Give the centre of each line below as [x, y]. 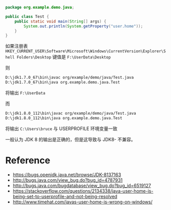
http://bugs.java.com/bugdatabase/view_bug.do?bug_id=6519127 [82, 185]
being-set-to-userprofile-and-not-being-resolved [65, 196]
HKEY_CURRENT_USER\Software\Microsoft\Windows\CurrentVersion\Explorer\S [86, 51]
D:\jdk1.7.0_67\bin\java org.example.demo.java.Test [63, 82]
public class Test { [27, 16]
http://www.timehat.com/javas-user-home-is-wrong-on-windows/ [82, 202]
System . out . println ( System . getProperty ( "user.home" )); [83, 26]
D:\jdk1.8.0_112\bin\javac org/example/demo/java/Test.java [71, 113]
